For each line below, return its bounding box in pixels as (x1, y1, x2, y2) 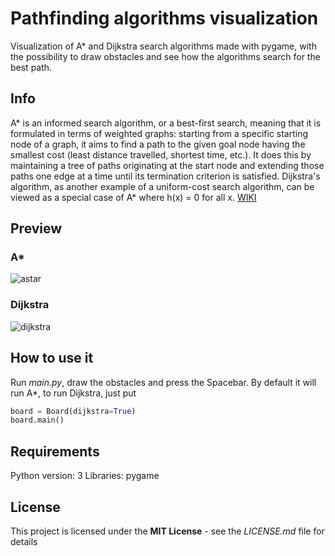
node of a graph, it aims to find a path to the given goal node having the (10, 138, 306, 150)
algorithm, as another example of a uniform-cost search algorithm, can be (10, 180, 315, 192)
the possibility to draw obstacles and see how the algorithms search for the (10, 50, 321, 62)
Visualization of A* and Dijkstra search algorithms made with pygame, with (10, 40, 317, 52)
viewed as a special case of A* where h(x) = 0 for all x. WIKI (10, 191, 257, 203)
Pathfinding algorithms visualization (10, 7, 319, 30)
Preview (10, 220, 63, 237)
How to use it (10, 350, 94, 367)
